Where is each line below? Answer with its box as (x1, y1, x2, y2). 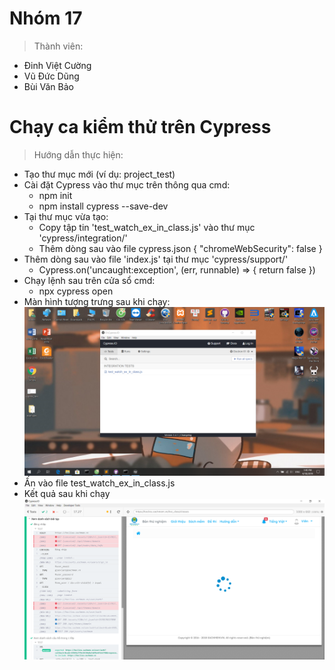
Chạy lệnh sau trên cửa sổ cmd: (23, 274, 156, 286)
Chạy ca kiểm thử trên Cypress (9, 116, 272, 139)
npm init (38, 189, 73, 201)
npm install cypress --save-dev (38, 200, 169, 212)
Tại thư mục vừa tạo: (23, 210, 109, 222)
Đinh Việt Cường (23, 59, 92, 71)
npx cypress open (38, 285, 114, 297)
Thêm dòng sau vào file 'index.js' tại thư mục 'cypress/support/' (23, 253, 289, 265)
